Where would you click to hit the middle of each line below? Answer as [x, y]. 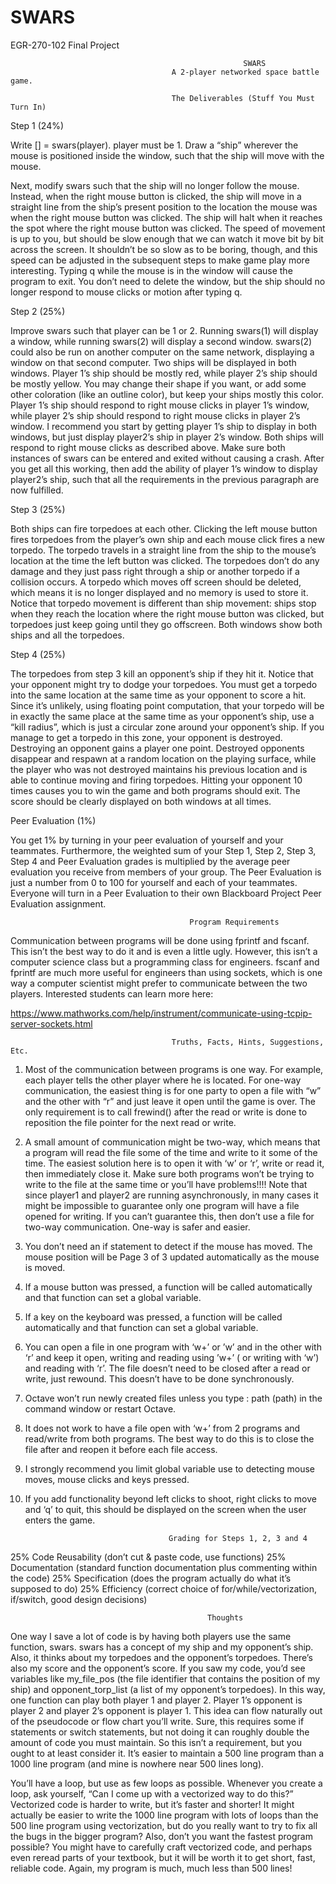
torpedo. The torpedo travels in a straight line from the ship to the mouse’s [163, 550]
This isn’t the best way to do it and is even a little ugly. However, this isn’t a [164, 951]
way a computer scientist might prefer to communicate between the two [159, 983]
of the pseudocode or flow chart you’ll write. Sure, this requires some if [157, 1721]
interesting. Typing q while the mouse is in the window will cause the [151, 270]
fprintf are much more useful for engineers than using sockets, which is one [166, 972]
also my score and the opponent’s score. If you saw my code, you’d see [158, 1668]
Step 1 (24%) [37, 125]
